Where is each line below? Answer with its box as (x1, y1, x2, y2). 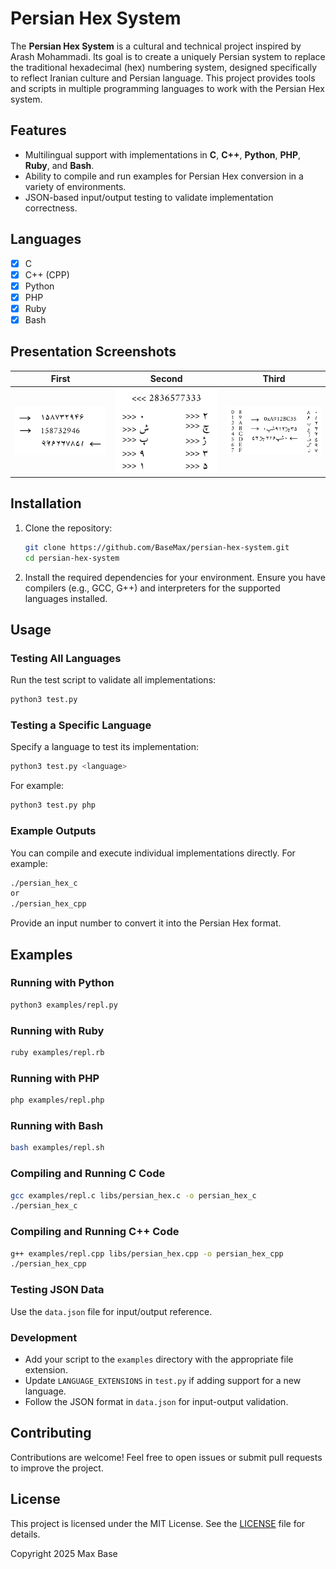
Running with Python (10, 976, 115, 990)
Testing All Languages (10, 651, 122, 665)
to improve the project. (10, 1462, 104, 1474)
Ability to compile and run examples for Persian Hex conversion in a (24, 170, 304, 182)
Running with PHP (10, 1071, 100, 1085)
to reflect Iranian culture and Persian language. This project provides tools (10, 72, 316, 84)
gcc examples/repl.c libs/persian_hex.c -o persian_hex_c (10, 1190, 257, 1201)
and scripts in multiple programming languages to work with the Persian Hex (10, 82, 325, 94)
